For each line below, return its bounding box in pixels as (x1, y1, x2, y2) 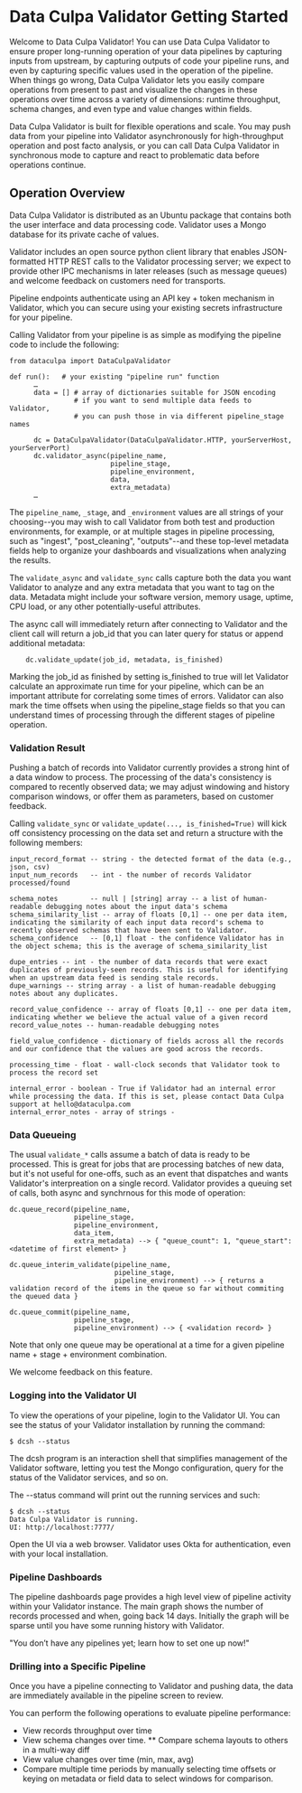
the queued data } (9, 1292, 78, 1301)
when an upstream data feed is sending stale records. (9, 973, 220, 982)
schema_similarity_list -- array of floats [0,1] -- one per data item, (9, 910, 288, 919)
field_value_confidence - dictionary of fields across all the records (9, 1037, 284, 1046)
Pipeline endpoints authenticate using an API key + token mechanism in (9, 292, 275, 304)
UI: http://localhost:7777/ (9, 1523, 115, 1532)
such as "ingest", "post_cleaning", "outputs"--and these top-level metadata (9, 535, 289, 546)
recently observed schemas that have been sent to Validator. (9, 926, 248, 935)
